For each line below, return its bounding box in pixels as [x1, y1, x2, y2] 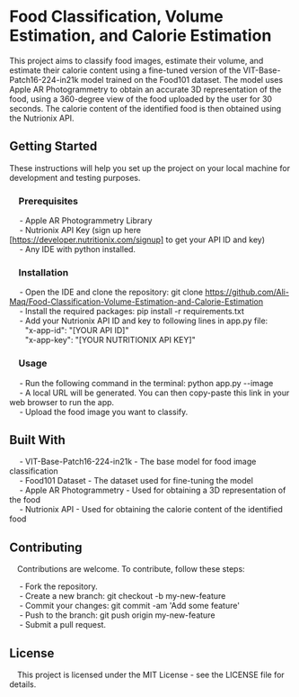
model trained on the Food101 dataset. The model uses [80, 74, 284, 85]
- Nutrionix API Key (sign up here [19, 225, 142, 236]
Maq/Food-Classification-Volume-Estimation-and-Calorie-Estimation [9, 296, 264, 307]
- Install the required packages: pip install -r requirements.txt [19, 306, 244, 317]
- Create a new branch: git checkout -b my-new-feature [19, 591, 226, 602]
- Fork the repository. [19, 581, 99, 592]
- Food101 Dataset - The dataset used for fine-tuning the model [19, 475, 254, 486]
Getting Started [9, 139, 98, 154]
